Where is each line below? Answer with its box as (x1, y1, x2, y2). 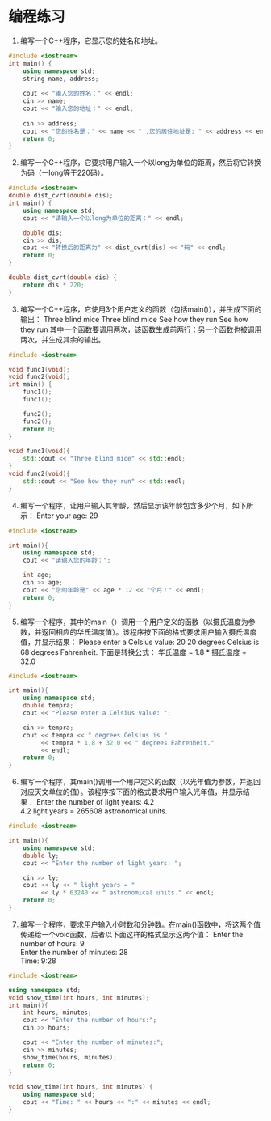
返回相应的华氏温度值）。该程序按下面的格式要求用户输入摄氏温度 (41, 626, 257, 636)
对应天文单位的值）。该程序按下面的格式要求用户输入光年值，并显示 (19, 787, 244, 797)
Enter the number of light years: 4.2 (35, 797, 155, 807)
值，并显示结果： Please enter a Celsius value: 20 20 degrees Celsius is (19, 637, 260, 647)
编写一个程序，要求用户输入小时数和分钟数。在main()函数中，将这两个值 (19, 919, 261, 929)
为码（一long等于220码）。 (19, 168, 109, 178)
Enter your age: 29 (35, 511, 98, 520)
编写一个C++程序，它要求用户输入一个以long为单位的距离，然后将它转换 (19, 158, 262, 168)
